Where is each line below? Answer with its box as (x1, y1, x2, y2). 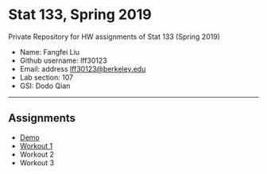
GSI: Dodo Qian (19, 81, 71, 91)
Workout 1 (19, 141, 53, 150)
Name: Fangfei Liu (19, 47, 80, 56)
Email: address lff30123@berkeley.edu (19, 64, 146, 73)
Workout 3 (19, 157, 54, 168)
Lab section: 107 (19, 72, 74, 82)
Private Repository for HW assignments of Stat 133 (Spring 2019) (8, 32, 221, 41)
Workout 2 (19, 149, 54, 159)
